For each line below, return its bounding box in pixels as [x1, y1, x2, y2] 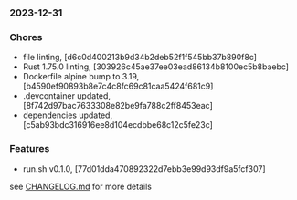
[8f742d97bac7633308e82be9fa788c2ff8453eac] [22, 100, 213, 111]
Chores [9, 30, 43, 43]
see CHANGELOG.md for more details [9, 181, 153, 192]
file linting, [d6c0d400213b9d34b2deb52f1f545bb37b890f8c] [22, 52, 258, 63]
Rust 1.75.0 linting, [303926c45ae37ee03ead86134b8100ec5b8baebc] [22, 61, 290, 72]
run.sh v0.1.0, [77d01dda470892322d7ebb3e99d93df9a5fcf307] [22, 163, 267, 174]
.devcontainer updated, [22, 90, 111, 101]
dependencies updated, [22, 110, 112, 121]
